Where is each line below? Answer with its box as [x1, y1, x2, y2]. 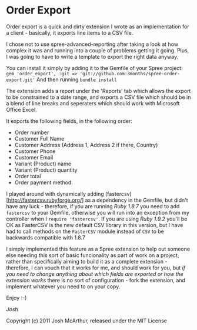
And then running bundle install [36, 76, 117, 83]
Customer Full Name [14, 135, 65, 142]
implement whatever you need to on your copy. [6, 283, 121, 290]
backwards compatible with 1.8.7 [6, 234, 85, 241]
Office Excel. [6, 106, 37, 113]
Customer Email [14, 154, 54, 161]
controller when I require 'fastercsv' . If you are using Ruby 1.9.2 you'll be [6, 215, 188, 222]
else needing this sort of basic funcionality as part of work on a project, [6, 251, 179, 259]
